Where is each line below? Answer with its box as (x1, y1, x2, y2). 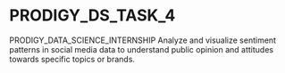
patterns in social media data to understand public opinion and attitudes (9, 44, 274, 54)
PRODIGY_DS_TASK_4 (9, 5, 176, 26)
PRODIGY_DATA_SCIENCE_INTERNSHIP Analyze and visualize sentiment (9, 35, 277, 45)
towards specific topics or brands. (9, 53, 136, 64)
